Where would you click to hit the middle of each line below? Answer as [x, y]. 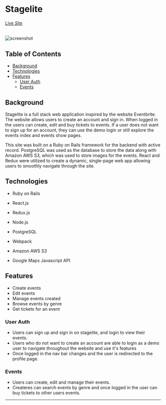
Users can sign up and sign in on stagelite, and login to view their [79, 332]
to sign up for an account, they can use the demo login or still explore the [80, 130]
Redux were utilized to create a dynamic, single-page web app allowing [78, 161]
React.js [21, 203]
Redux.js [21, 212]
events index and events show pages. [43, 135]
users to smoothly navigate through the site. [50, 166]
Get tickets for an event [36, 309]
